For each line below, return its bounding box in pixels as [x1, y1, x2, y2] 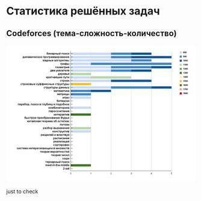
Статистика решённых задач [6, 4, 161, 18]
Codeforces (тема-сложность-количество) [6, 28, 177, 39]
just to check [6, 188, 39, 195]
